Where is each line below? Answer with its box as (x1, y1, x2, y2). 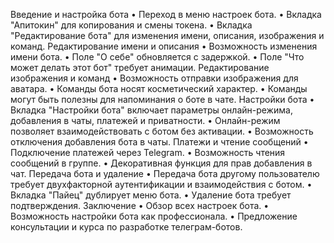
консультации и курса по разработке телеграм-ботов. (10, 221, 243, 233)
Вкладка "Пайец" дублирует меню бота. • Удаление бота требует (10, 189, 292, 201)
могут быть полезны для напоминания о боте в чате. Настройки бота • (10, 94, 315, 105)
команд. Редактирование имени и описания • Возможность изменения (10, 40, 318, 52)
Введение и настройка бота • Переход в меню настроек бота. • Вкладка (10, 9, 322, 20)
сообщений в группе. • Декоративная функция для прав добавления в (10, 157, 313, 169)
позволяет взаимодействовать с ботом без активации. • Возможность (10, 125, 314, 137)
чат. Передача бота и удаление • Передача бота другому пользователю (10, 168, 320, 179)
